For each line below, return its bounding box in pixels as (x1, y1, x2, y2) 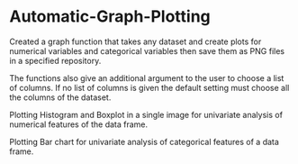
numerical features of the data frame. (9, 119, 149, 130)
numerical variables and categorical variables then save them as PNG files (9, 45, 285, 56)
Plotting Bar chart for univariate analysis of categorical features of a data (9, 136, 279, 147)
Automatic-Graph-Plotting (9, 6, 211, 27)
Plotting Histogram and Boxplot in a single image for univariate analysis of (9, 109, 284, 120)
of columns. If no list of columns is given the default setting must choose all (9, 82, 290, 93)
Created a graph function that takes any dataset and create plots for (9, 36, 262, 47)
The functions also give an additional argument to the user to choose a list (9, 72, 284, 83)
